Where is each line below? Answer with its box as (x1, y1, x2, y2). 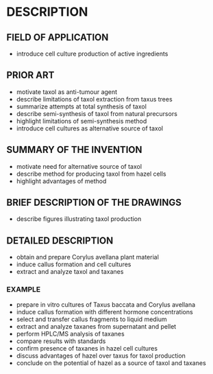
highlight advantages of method (16, 176, 107, 185)
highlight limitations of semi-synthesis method (16, 117, 147, 125)
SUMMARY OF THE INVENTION (6, 144, 142, 156)
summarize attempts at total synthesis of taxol (16, 102, 147, 110)
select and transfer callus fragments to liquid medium (16, 315, 167, 323)
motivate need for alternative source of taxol (16, 162, 142, 170)
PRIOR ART (6, 69, 55, 81)
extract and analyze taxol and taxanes (16, 268, 124, 276)
